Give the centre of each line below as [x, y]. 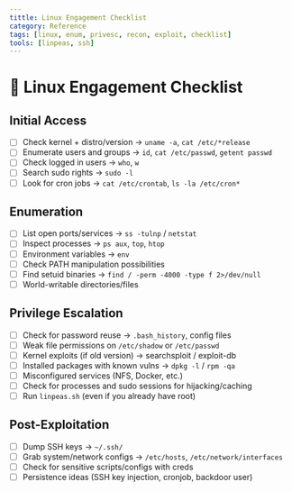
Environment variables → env [76, 254]
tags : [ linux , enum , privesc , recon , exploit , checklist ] [120, 34]
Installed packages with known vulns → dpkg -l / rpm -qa [129, 365]
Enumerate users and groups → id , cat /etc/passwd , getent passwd [147, 152]
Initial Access [48, 120]
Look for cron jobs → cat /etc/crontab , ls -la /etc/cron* [131, 183]
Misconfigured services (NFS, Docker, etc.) [102, 376]
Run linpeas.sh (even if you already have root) [109, 396]
